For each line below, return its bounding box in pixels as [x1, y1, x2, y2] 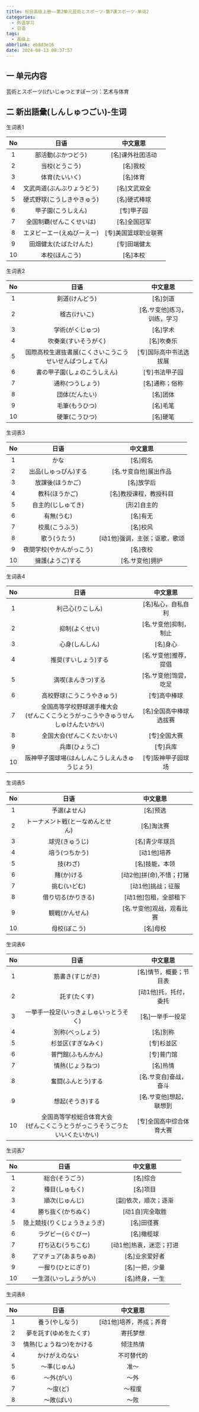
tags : [6, 31, 20, 37]
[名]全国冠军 [116, 218, 152, 226]
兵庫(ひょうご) [59, 743, 100, 751]
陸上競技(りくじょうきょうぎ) [23, 1219, 105, 1227]
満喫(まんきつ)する [53, 676, 106, 684]
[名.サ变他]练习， [139, 306, 188, 314]
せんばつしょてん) [57, 357, 108, 366]
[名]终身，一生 [124, 1275, 165, 1283]
